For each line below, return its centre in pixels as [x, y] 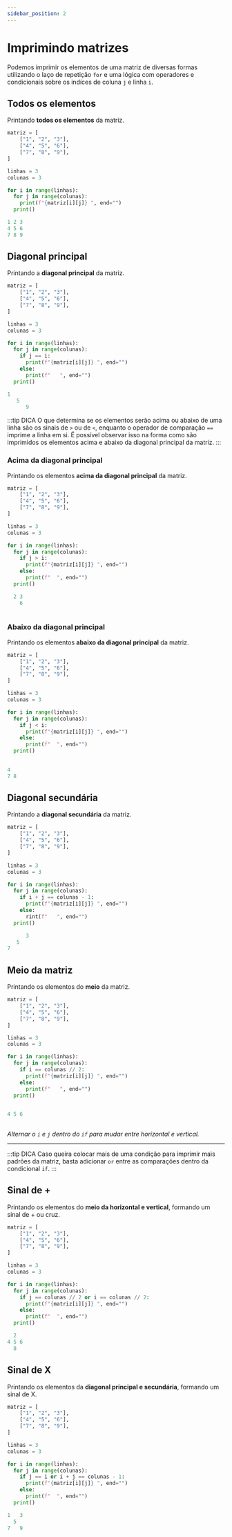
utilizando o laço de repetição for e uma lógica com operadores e [101, 74]
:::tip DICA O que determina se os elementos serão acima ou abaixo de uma [115, 421]
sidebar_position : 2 [37, 14]
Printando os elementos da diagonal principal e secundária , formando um [113, 1387]
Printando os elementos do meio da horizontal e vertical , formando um [109, 1207]
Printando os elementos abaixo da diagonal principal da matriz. [98, 642]
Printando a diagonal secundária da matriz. [69, 814]
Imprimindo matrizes [68, 47]
